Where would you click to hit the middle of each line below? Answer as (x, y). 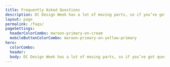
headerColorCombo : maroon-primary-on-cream (56, 33)
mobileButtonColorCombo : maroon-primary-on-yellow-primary (73, 38)
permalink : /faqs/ (25, 24)
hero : (11, 43)
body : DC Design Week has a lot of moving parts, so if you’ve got (82, 57)
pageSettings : (20, 29)
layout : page (19, 19)
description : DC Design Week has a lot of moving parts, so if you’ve (81, 15)
